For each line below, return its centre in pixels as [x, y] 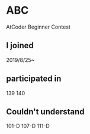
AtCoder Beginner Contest [38, 27]
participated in [34, 79]
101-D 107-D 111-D [28, 126]
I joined [20, 46]
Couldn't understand [45, 112]
